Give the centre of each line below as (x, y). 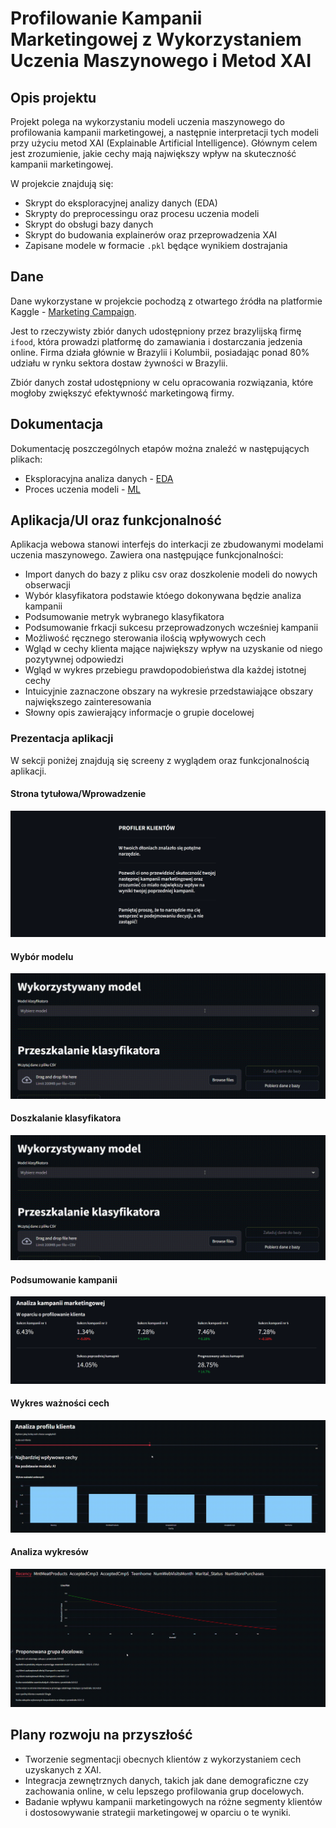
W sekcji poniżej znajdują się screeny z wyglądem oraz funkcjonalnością (160, 760)
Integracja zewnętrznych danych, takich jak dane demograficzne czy (166, 1780)
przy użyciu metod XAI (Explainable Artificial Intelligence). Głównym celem (164, 143)
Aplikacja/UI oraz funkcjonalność (116, 520)
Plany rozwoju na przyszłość (101, 1735)
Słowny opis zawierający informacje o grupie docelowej (139, 713)
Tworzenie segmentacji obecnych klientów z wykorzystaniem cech (163, 1759)
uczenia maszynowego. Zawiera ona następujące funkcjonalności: (147, 555)
